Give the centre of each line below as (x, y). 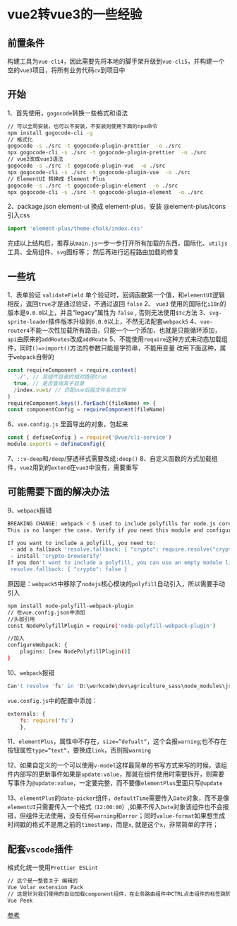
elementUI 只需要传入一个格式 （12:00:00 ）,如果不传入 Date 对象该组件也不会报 (118, 807)
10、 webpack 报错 (31, 673)
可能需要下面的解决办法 (58, 492)
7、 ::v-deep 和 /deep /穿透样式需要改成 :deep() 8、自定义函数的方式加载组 (113, 458)
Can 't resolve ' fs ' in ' (44, 686)
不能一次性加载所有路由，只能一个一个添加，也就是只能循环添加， (125, 331)
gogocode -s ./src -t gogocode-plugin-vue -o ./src (86, 166)
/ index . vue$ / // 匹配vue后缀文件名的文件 (70, 390)
